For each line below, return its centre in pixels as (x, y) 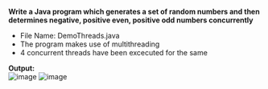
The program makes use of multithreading (90, 44)
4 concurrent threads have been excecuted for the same (113, 53)
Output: (21, 68)
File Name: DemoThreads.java (70, 36)
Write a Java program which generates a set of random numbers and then (134, 12)
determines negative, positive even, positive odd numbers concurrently (131, 20)
